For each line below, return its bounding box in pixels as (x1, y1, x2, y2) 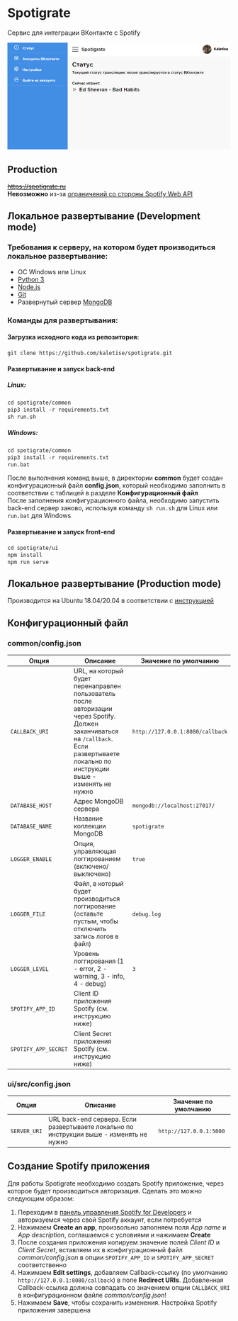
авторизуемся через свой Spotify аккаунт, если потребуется (17, 1215, 202, 1224)
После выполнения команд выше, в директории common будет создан (7, 473, 223, 483)
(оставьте (73, 909, 104, 918)
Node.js (17, 282, 41, 291)
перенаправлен (73, 682, 122, 690)
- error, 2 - (73, 965, 108, 973)
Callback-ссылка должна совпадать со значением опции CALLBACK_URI (17, 1283, 230, 1291)
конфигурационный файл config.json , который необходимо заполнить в (7, 481, 226, 490)
